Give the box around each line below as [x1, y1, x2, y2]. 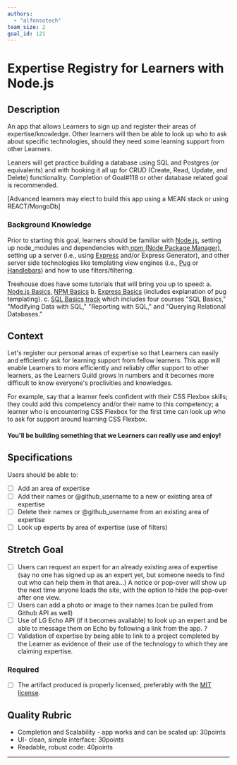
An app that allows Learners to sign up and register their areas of [7, 122, 196, 131]
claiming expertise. [17, 647, 73, 656]
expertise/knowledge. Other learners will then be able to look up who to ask [7, 130, 228, 138]
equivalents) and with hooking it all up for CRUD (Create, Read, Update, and [7, 166, 228, 174]
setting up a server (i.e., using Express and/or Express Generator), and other [7, 251, 230, 259]
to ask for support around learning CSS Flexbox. [7, 415, 147, 424]
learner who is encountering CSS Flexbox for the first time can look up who [7, 408, 226, 416]
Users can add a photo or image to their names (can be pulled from [17, 600, 214, 609]
